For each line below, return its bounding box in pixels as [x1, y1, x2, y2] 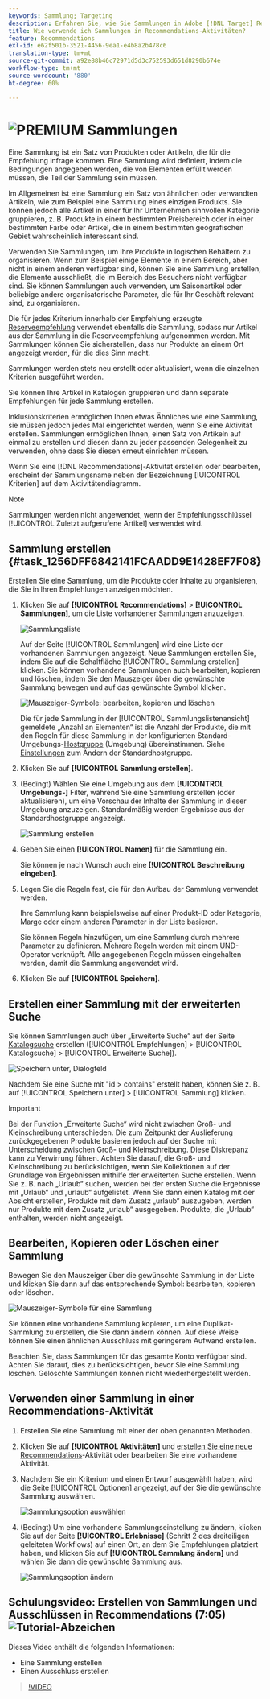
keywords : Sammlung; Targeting [8, 11, 113, 20]
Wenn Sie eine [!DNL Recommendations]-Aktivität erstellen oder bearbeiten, [8, 462, 261, 472]
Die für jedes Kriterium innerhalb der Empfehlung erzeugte [8, 314, 202, 324]
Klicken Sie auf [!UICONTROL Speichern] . [19, 974, 161, 984]
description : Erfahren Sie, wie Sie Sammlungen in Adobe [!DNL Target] [8, 19, 253, 27]
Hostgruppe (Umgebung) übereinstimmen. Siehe [63, 740, 226, 749]
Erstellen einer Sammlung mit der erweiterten [8, 997, 241, 1011]
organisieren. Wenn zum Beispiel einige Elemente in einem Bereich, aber [8, 255, 248, 266]
